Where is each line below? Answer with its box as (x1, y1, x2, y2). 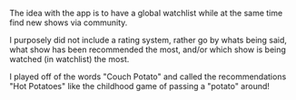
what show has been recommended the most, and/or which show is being (9, 44, 286, 55)
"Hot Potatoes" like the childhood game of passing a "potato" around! (9, 81, 271, 91)
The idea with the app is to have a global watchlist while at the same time (9, 8, 283, 18)
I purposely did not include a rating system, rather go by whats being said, (9, 35, 288, 45)
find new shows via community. (9, 17, 128, 28)
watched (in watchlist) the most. (9, 54, 130, 64)
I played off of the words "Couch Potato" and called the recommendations (9, 71, 287, 82)
